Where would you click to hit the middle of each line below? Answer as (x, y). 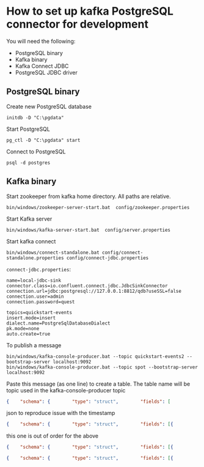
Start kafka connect (31, 241)
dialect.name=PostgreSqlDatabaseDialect (59, 323)
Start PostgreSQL (28, 129)
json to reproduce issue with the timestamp (61, 413)
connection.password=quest (41, 302)
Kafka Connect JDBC (42, 66)
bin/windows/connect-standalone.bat (53, 252)
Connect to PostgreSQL (36, 152)
